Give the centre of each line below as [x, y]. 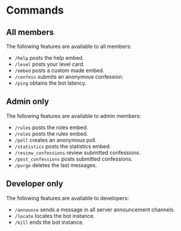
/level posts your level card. [50, 64]
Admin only [27, 102]
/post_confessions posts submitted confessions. [74, 159]
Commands [35, 10]
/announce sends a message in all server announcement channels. [95, 209]
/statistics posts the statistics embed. [62, 146]
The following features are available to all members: [69, 46]
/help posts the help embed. [49, 58]
